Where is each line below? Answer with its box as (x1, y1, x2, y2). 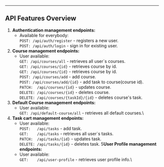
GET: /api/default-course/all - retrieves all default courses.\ (19, 110, 144, 116)
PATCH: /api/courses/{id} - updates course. (19, 84, 111, 90)
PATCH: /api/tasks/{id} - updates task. (19, 136, 102, 142)
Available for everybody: (19, 32, 69, 38)
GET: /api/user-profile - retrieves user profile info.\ (19, 156, 132, 162)
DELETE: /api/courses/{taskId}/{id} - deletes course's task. (19, 94, 143, 100)
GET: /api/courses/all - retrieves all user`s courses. (19, 58, 126, 64)
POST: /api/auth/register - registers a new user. (19, 37, 119, 43)
